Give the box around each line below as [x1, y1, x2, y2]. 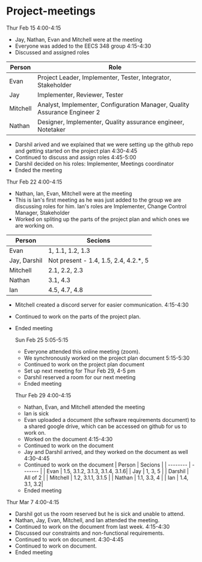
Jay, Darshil [9, 256, 43, 264]
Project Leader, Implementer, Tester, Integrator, [37, 73, 171, 81]
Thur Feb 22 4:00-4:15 [6, 178, 63, 185]
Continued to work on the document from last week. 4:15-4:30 [14, 523, 170, 530]
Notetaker [37, 125, 66, 133]
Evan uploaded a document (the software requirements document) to [23, 416, 196, 423]
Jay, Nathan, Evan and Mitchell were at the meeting [14, 36, 142, 43]
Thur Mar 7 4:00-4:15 [6, 498, 60, 505]
